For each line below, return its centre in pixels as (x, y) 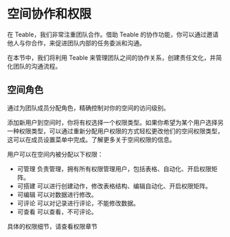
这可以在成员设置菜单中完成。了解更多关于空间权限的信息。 (91, 139)
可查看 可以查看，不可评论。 (57, 212)
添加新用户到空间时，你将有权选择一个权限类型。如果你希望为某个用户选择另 (115, 122)
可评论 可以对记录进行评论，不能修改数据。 (78, 203)
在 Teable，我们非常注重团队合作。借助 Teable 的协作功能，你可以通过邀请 (113, 34)
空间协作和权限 (49, 14)
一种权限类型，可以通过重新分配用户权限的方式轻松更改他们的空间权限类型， (115, 131)
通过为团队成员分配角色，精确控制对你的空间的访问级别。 (88, 108)
